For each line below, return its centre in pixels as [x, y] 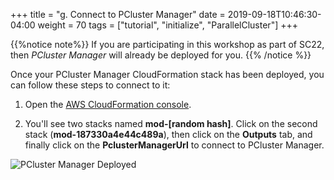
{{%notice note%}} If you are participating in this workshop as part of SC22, [167, 44]
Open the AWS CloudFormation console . [108, 104]
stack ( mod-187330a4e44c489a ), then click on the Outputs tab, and [168, 134]
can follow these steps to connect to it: [90, 85]
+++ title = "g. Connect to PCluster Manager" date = [118, 14]
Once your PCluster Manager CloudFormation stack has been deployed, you [167, 74]
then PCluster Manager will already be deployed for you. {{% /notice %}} [161, 55]
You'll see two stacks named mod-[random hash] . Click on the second [171, 123]
